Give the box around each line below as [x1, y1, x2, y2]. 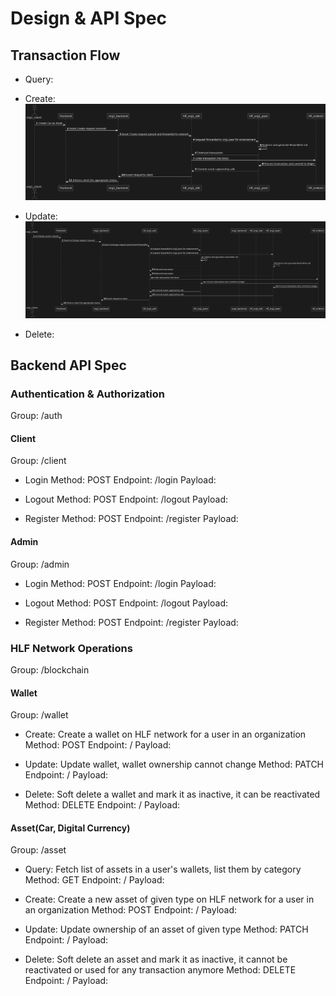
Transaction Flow [10, 47, 121, 64]
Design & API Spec [10, 7, 168, 30]
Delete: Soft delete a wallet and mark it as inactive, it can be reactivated [24, 788, 321, 801]
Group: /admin [10, 558, 70, 570]
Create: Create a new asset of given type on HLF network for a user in [24, 893, 315, 906]
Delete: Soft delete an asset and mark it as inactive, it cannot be [24, 953, 288, 966]
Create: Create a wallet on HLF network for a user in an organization [24, 728, 307, 741]
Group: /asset [10, 844, 67, 856]
